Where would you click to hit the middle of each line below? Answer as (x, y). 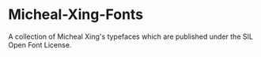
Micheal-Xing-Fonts (76, 15)
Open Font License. (40, 44)
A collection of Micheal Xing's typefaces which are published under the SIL (130, 36)
